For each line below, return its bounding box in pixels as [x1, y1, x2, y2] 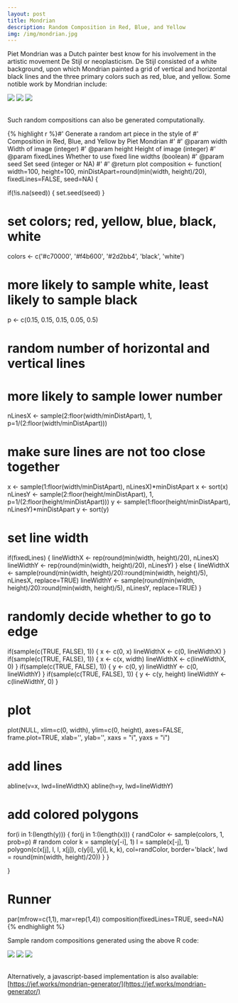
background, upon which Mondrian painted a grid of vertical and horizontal [7, 65, 227, 73]
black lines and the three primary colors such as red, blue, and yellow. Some [7, 72, 231, 81]
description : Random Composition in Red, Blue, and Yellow [7, 23, 186, 31]
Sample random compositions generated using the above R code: [7, 936, 199, 945]
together [7, 459, 60, 475]
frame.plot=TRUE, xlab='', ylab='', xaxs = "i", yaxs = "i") [7, 733, 171, 742]
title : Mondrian [7, 17, 55, 24]
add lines [7, 758, 63, 774]
